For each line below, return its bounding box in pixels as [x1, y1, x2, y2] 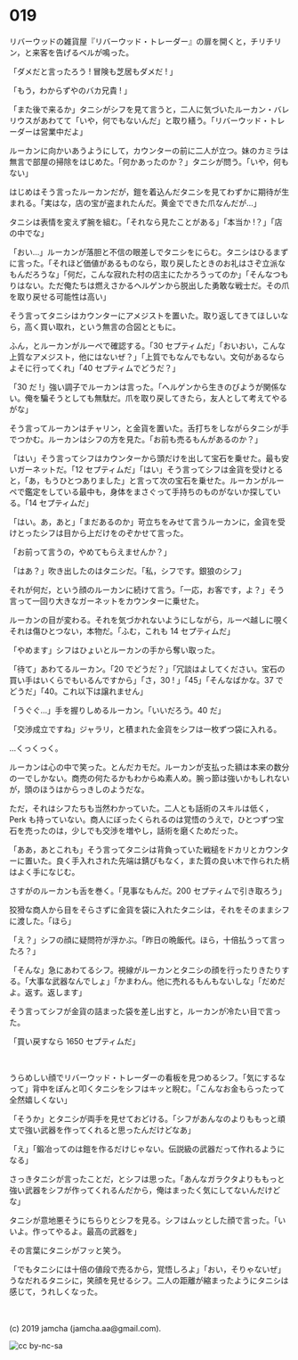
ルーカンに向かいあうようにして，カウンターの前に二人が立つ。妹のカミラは [9, 144, 289, 156]
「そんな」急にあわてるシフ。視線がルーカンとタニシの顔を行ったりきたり [9, 964, 282, 975]
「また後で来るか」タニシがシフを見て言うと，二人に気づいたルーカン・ [9, 103, 274, 114]
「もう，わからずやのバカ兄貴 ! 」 [9, 85, 132, 95]
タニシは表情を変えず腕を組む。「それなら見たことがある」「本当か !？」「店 [9, 216, 283, 227]
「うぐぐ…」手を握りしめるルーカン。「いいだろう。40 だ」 [9, 705, 226, 715]
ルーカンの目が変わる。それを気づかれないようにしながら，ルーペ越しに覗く [9, 614, 290, 625]
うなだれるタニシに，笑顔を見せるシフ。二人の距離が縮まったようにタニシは [9, 1274, 289, 1285]
